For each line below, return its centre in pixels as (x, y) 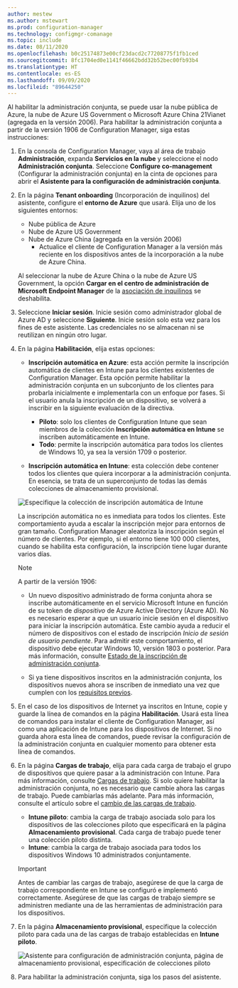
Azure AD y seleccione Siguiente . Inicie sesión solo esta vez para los (119, 320)
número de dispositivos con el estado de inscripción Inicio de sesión (128, 633)
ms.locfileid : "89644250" (45, 87)
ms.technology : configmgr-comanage (60, 34)
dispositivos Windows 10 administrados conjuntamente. (109, 855)
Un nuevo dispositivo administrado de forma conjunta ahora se (120, 596)
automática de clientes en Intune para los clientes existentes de (121, 370)
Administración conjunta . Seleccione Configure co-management (115, 166)
